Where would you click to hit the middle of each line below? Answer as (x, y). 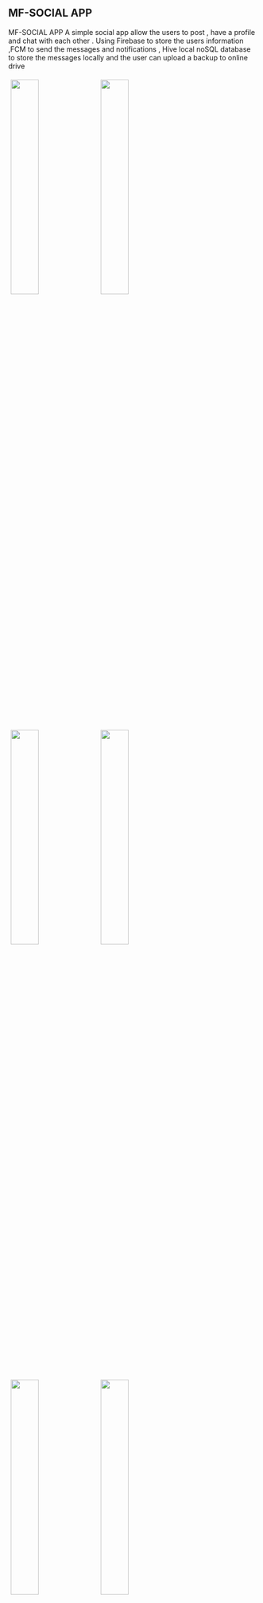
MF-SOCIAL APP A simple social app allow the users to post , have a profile (132, 32)
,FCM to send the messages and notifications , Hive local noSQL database (130, 49)
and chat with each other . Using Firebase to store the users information (126, 41)
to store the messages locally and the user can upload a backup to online (128, 57)
